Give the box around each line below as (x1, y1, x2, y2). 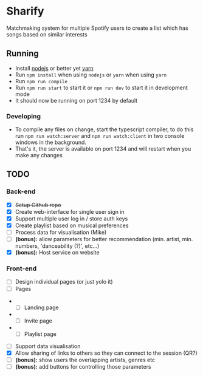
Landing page (24, 304, 59, 311)
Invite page (24, 317, 53, 324)
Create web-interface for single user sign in (15, 208, 125, 215)
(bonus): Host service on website (15, 249, 100, 256)
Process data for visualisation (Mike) (15, 228, 107, 236)
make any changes (15, 152, 63, 159)
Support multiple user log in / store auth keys (15, 214, 128, 222)
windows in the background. (15, 138, 87, 146)
